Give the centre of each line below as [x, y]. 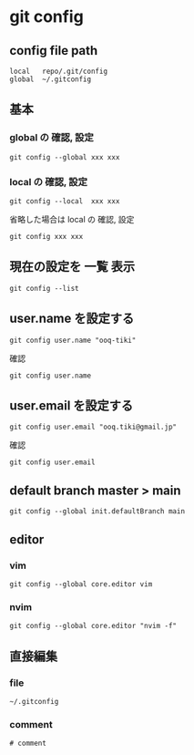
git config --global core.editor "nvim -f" [93, 626]
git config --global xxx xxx [65, 157]
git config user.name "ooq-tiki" [73, 340]
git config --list [44, 288]
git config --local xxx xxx [65, 201]
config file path [54, 51]
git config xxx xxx [46, 236]
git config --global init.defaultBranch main [97, 512]
